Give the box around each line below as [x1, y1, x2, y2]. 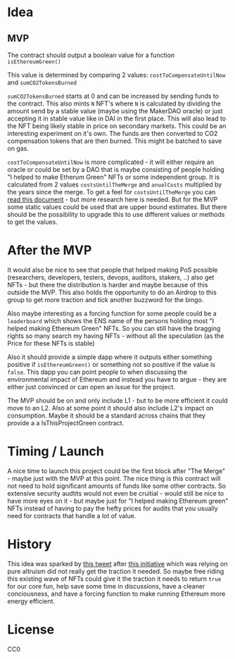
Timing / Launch [7, 444, 104, 460]
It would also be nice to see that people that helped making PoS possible [7, 265, 218, 274]
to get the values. [7, 218, 58, 226]
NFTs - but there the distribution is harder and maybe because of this [7, 280, 208, 289]
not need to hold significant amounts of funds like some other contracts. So [7, 482, 227, 490]
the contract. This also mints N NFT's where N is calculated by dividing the [7, 99, 222, 108]
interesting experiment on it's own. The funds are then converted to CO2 [7, 130, 218, 137]
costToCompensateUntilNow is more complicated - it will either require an [7, 158, 215, 166]
